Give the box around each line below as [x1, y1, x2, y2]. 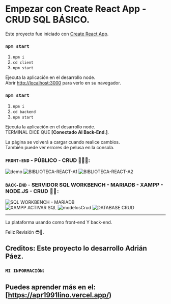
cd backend [12, 109, 36, 115]
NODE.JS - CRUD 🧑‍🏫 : [5, 187, 59, 195]
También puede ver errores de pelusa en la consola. [5, 144, 115, 150]
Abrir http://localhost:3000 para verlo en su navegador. [5, 80, 121, 86]
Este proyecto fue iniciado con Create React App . [5, 31, 109, 37]
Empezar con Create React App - [5, 3, 147, 15]
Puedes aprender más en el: [5, 283, 96, 291]
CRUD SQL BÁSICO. [5, 14, 90, 25]
